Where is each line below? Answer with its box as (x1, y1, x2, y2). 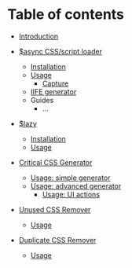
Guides (30, 95, 54, 105)
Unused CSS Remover (18, 204, 91, 214)
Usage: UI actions (42, 189, 100, 199)
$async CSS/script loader (18, 46, 103, 56)
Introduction (18, 31, 59, 41)
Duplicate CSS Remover (18, 235, 97, 244)
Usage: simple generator (30, 173, 111, 182)
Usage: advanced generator (30, 181, 122, 190)
